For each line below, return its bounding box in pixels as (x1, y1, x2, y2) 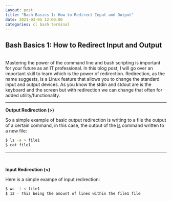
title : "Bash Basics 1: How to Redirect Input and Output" (5, 12, 134, 17)
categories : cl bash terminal (5, 21, 70, 27)
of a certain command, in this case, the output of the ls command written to (5, 122, 165, 128)
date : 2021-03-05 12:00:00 (5, 17, 63, 22)
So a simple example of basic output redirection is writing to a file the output (5, 117, 166, 123)
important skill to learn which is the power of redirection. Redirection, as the (5, 71, 165, 77)
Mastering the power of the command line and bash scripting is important (5, 60, 161, 66)
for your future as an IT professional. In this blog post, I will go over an (5, 65, 154, 72)
